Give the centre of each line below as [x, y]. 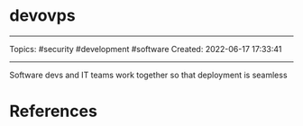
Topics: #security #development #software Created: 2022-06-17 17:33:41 [146, 49]
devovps [42, 16]
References [53, 111]
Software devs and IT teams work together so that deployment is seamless [148, 75]
